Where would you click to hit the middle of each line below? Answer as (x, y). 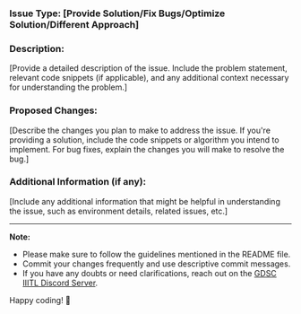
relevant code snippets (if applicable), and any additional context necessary (149, 78)
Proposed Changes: (54, 110)
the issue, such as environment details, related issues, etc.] (119, 211)
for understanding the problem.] (69, 87)
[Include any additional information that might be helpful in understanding (145, 201)
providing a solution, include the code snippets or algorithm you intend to (144, 140)
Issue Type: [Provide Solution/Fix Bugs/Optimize (117, 13)
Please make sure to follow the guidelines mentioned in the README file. (156, 254)
